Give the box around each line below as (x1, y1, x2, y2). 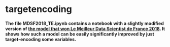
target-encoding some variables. (5, 36, 77, 42)
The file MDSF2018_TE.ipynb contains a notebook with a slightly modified (5, 20, 164, 26)
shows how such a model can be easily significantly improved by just (5, 31, 155, 37)
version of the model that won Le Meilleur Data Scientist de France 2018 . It (5, 25, 165, 31)
